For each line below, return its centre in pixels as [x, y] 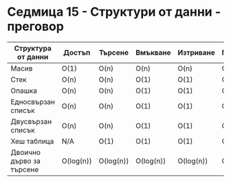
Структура [33, 48]
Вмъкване [153, 52]
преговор [35, 26]
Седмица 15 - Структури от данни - [114, 12]
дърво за [26, 160]
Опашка [24, 90]
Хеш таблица [32, 141]
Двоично [26, 152]
